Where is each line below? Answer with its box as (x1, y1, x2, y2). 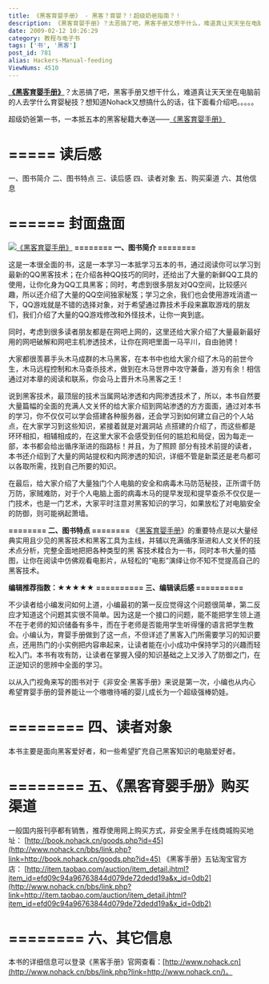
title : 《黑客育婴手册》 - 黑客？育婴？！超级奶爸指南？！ (8, 11, 182, 20)
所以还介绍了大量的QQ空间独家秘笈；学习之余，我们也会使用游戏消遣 (22, 290, 251, 299)
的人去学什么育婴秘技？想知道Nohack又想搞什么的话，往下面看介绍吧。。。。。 (8, 97, 259, 107)
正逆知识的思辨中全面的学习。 (8, 660, 106, 669)
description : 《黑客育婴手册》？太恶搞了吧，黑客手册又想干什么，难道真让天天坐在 (8, 19, 252, 27)
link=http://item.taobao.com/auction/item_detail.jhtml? (8, 890, 187, 900)
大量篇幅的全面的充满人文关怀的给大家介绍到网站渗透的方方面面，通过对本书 (8, 401, 261, 410)
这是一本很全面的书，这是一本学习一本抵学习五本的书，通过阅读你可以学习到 (8, 259, 261, 269)
